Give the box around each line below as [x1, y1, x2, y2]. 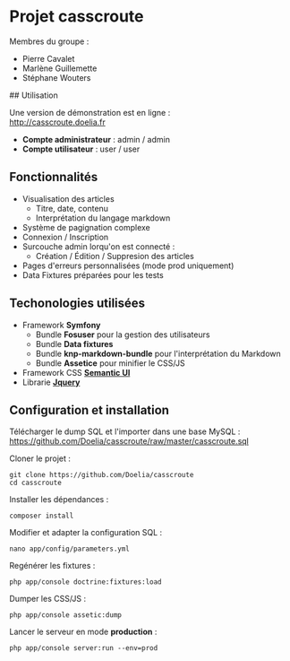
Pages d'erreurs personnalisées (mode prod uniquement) [21, 260, 235, 271]
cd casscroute [9, 478, 63, 488]
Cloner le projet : [9, 453, 72, 464]
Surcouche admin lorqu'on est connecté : [21, 240, 175, 252]
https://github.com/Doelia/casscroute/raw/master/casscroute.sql [9, 436, 249, 447]
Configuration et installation [9, 402, 170, 418]
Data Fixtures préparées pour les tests [21, 269, 164, 280]
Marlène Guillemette [21, 63, 98, 74]
